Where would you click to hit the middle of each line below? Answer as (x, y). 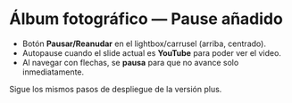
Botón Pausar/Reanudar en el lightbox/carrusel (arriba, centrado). (144, 44)
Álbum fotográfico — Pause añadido (146, 19)
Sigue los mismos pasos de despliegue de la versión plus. (116, 89)
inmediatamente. (53, 72)
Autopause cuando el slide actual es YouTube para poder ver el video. (151, 52)
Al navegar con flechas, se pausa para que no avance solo (130, 62)
